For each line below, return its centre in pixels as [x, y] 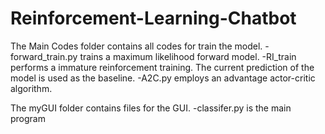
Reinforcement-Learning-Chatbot [153, 18]
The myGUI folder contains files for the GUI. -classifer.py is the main [151, 108]
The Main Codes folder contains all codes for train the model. [136, 46]
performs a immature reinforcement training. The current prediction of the [162, 67]
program [28, 118]
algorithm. [31, 88]
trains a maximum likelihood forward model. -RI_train [188, 56]
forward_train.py [44, 56]
